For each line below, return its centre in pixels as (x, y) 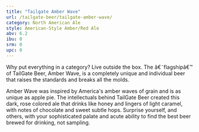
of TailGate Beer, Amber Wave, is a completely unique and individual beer (96, 73)
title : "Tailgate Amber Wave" (44, 12)
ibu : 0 (14, 39)
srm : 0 (14, 45)
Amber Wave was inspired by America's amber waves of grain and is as (94, 91)
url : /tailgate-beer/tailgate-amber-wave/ (59, 17)
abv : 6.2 (17, 34)
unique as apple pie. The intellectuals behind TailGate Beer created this (93, 97)
